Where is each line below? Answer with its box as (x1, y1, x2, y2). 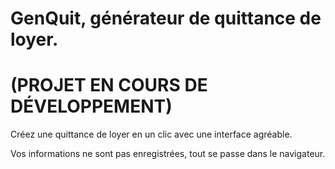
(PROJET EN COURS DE (10, 74, 208, 97)
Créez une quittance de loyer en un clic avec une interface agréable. (10, 128, 293, 141)
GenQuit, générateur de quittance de (10, 7, 322, 30)
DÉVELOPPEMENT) (10, 95, 173, 118)
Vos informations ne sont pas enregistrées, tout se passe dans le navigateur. (10, 148, 326, 160)
